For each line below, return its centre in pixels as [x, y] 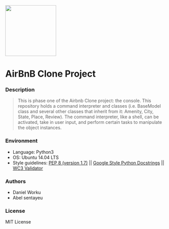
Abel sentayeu [28, 198]
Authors [16, 181]
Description [20, 90]
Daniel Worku [27, 192]
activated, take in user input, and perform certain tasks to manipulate [90, 122]
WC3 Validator [28, 168]
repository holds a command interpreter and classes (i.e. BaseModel [89, 106]
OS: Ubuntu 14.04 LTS [36, 157]
